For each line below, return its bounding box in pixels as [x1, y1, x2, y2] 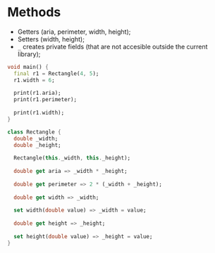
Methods [7, 4, 61, 20]
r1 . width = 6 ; [13, 77, 55, 84]
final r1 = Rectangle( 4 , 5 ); [13, 70, 99, 77]
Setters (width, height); [17, 34, 85, 43]
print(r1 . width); [13, 110, 65, 117]
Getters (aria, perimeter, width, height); [17, 27, 131, 36]
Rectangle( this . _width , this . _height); [13, 155, 131, 162]
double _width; [13, 135, 59, 142]
